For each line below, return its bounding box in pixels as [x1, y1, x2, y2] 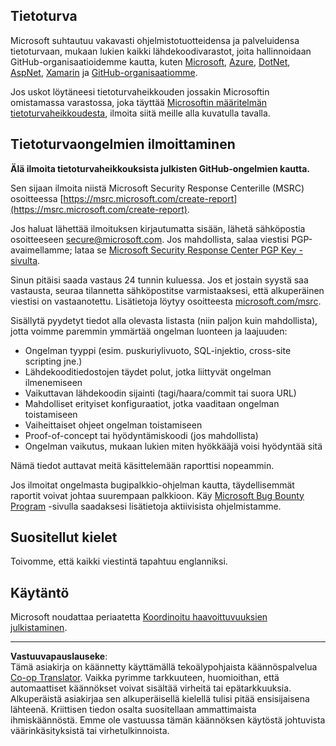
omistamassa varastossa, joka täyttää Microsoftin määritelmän [10, 96, 268, 108]
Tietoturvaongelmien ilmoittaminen [10, 136, 236, 153]
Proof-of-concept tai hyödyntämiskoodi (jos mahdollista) [24, 429, 259, 441]
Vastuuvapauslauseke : [10, 650, 108, 663]
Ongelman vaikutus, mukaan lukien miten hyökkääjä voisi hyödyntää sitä [24, 440, 323, 452]
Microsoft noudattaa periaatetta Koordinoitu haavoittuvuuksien [10, 611, 268, 623]
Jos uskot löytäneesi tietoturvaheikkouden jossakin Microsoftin [10, 85, 270, 98]
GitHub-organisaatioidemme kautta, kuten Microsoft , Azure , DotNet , [10, 55, 291, 68]
